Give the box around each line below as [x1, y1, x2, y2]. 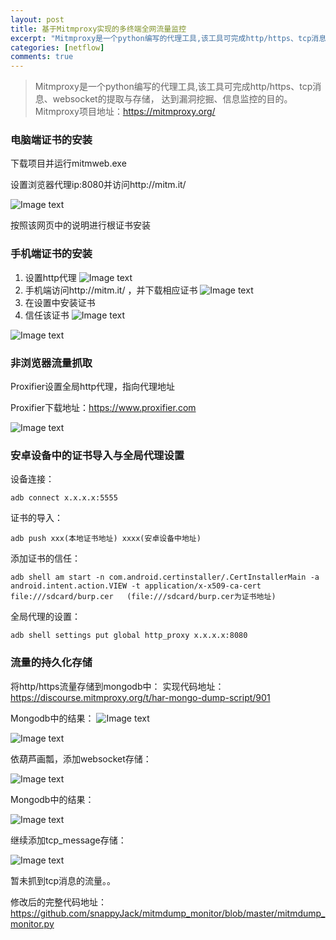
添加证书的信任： [10, 552, 81, 565]
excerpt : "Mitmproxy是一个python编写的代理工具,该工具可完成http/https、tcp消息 [10, 33, 327, 43]
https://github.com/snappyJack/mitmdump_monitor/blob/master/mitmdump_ [10, 907, 326, 919]
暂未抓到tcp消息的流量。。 [10, 874, 117, 886]
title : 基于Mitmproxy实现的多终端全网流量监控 [10, 24, 187, 34]
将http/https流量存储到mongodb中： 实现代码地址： [10, 680, 225, 692]
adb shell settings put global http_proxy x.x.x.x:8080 [10, 631, 248, 641]
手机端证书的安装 [10, 247, 93, 261]
